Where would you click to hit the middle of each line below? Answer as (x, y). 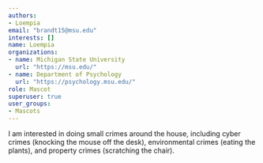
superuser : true (35, 97)
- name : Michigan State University (67, 60)
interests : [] (32, 38)
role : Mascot (30, 89)
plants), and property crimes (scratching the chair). (92, 150)
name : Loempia (32, 45)
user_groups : (30, 104)
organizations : (33, 52)
